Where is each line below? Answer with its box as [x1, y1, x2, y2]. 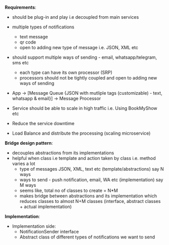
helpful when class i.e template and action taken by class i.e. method [12, 155, 156, 161]
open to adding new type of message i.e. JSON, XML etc [19, 45, 139, 50]
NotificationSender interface [19, 229, 79, 234]
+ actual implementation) [19, 203, 72, 210]
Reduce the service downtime [12, 120, 74, 126]
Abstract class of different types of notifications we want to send [19, 234, 155, 240]
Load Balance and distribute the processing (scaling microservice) [12, 130, 151, 136]
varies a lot [12, 160, 35, 167]
